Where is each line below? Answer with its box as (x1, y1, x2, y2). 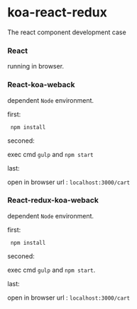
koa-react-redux (7, 4, 108, 21)
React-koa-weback (7, 80, 75, 90)
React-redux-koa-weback (7, 196, 99, 206)
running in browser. (7, 62, 65, 71)
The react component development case (7, 28, 126, 36)
